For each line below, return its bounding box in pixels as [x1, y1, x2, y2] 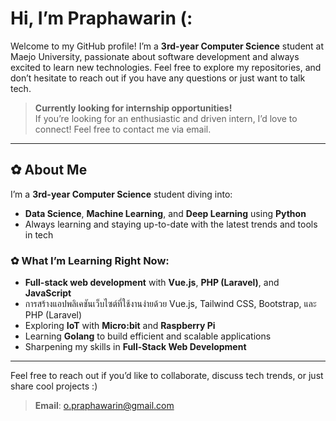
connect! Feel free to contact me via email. [34, 123, 212, 135]
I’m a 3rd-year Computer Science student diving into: [10, 188, 233, 200]
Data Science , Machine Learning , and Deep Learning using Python [24, 207, 307, 219]
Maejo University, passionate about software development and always [10, 50, 300, 62]
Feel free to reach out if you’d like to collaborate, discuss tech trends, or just [10, 370, 324, 382]
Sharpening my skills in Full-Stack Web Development [24, 341, 247, 353]
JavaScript [24, 287, 72, 299]
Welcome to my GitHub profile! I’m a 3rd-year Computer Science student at [10, 40, 325, 52]
